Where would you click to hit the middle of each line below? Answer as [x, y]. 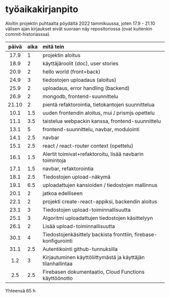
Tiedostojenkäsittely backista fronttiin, [88, 234]
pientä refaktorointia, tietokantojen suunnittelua [99, 104]
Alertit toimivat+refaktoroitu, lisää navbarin [93, 154]
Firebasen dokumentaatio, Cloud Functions [94, 272]
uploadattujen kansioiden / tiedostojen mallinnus [100, 185]
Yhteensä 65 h [20, 290]
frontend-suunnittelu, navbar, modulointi [91, 129]
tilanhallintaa [58, 264]
